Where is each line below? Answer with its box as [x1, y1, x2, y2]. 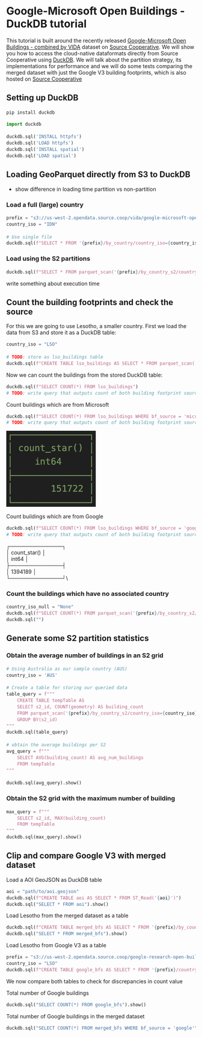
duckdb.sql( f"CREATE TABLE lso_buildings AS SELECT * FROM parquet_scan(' [6, 360, 198, 367]
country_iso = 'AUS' [6, 672, 58, 678]
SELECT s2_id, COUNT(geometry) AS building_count [17, 704, 144, 710]
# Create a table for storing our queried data [6, 685, 128, 691]
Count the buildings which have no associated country [6, 590, 170, 598]
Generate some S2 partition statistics [6, 633, 149, 643]
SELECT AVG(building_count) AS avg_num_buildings [17, 754, 144, 761]
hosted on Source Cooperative [6, 75, 82, 82]
